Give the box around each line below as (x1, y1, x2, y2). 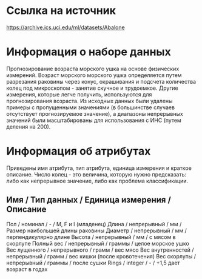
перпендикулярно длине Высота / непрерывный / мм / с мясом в (6, 233, 176, 240)
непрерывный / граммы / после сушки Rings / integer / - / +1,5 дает (6, 259, 180, 266)
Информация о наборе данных (6, 45, 171, 59)
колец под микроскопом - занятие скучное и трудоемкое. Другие (6, 84, 178, 92)
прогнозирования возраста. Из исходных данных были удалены (6, 97, 173, 104)
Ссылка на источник (6, 4, 116, 18)
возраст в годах (6, 265, 48, 273)
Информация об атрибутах (6, 144, 151, 158)
